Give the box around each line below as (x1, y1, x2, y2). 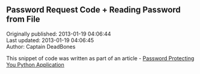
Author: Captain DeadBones (6, 43, 76, 50)
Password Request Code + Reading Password (6, 5, 181, 15)
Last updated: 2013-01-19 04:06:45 (6, 36, 95, 44)
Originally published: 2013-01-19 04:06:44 (6, 30, 111, 37)
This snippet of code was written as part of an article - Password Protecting (6, 54, 195, 62)
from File (6, 14, 40, 25)
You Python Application (6, 61, 64, 68)
